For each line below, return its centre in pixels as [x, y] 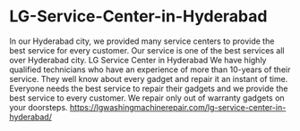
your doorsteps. [39, 107]
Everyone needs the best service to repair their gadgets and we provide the [149, 88]
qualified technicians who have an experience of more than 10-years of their [150, 70]
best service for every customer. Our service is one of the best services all [147, 50]
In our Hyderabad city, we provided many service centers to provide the [142, 41]
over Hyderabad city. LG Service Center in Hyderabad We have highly [138, 60]
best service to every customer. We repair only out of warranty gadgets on [147, 98]
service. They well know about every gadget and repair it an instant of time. [149, 78]
